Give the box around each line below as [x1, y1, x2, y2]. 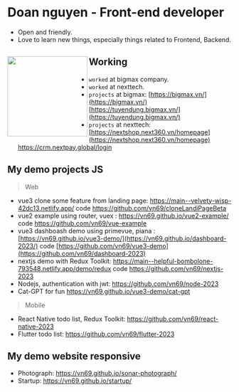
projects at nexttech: [88, 120, 152, 129]
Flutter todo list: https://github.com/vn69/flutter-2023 [17, 329, 175, 338]
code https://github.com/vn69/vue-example [17, 218, 147, 228]
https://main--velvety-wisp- [149, 196, 232, 205]
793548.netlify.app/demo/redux [17, 264, 112, 272]
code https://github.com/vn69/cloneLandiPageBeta [75, 203, 226, 212]
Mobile [24, 300, 46, 309]
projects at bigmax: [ [88, 90, 151, 98]
